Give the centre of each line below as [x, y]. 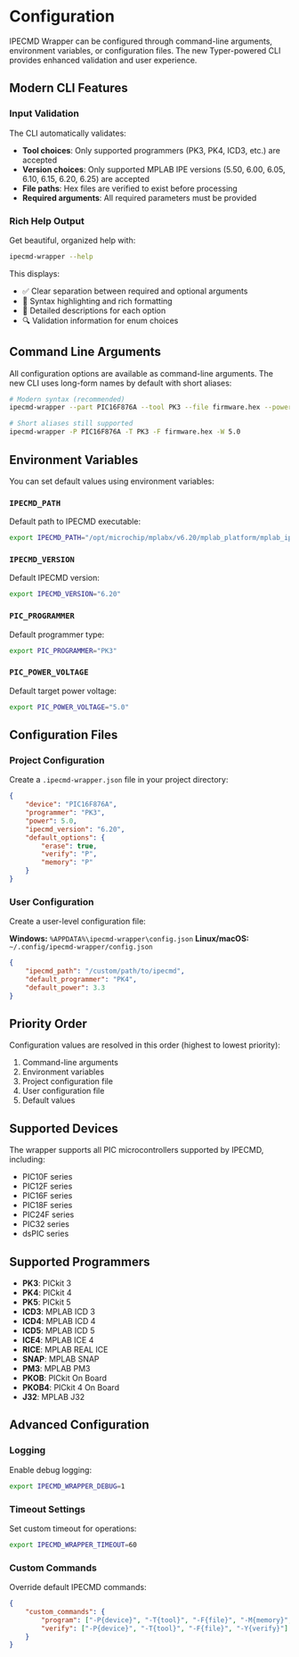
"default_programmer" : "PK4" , [81, 979]
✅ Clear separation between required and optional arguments [135, 291]
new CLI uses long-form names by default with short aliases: [121, 383]
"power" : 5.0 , [51, 821]
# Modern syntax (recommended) [67, 399]
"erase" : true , [69, 846]
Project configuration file [68, 1081]
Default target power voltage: [63, 691]
